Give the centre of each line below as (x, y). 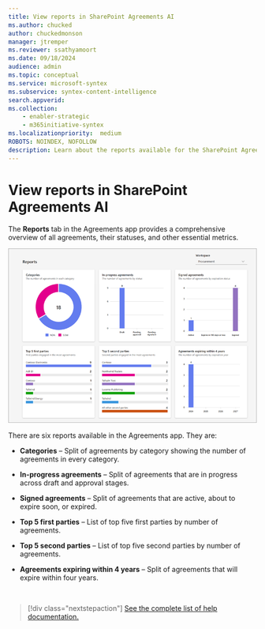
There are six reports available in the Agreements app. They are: (113, 435)
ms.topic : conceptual (44, 75)
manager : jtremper (38, 42)
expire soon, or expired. (58, 507)
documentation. (53, 617)
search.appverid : (37, 100)
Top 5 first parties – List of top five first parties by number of (119, 522)
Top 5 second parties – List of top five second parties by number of (130, 546)
